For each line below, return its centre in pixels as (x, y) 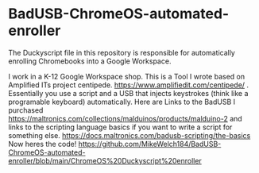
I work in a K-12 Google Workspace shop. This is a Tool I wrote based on (126, 76)
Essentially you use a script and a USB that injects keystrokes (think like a (128, 93)
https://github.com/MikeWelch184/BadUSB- (150, 144)
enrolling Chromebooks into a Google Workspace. (90, 61)
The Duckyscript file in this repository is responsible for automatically (122, 52)
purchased (26, 110)
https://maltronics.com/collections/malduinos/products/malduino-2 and (125, 118)
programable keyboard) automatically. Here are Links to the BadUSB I (122, 102)
